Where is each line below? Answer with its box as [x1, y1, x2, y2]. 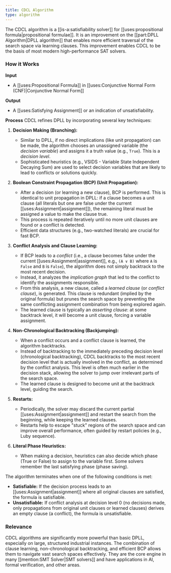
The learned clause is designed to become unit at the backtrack [20, 381, 155, 387]
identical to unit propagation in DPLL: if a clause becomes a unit [20, 194, 155, 201]
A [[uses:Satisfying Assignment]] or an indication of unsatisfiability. [12, 107, 155, 113]
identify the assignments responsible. [20, 279, 100, 286]
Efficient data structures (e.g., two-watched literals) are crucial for [20, 227, 160, 233]
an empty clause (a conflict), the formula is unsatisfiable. [12, 510, 133, 516]
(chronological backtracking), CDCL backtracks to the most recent [20, 353, 160, 360]
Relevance [5, 523, 32, 530]
